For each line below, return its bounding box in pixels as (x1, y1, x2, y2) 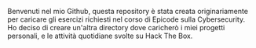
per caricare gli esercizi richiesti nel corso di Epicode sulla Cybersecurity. (7, 15, 245, 24)
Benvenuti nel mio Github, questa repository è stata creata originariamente (7, 7, 249, 15)
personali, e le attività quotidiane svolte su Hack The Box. (7, 31, 193, 40)
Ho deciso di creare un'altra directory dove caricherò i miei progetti (7, 23, 225, 32)
